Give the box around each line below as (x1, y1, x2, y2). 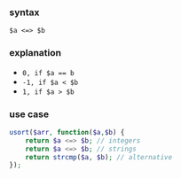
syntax (9, 6, 40, 19)
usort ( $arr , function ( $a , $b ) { (9, 128, 125, 136)
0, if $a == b (21, 68, 75, 77)
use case (9, 108, 50, 120)
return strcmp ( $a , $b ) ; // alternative (25, 152, 173, 161)
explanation (9, 47, 62, 59)
